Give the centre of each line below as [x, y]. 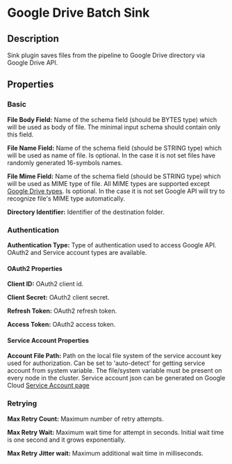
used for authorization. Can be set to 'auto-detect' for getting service [106, 363]
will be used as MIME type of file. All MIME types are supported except [109, 183]
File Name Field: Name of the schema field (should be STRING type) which [115, 148]
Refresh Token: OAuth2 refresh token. [62, 311]
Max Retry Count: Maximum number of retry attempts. [86, 419]
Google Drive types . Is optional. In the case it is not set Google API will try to [116, 191]
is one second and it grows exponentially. [67, 440]
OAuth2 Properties [35, 268]
